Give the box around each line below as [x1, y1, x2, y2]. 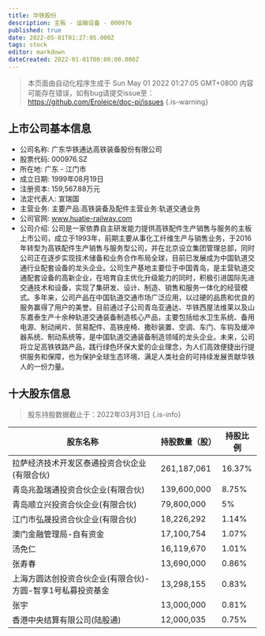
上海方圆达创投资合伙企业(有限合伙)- [12, 573, 150, 584]
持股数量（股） [160, 436, 217, 447]
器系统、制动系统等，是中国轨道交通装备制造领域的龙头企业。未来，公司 [19, 332, 255, 341]
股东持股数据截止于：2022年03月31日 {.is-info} [27, 409, 181, 419]
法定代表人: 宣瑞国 [19, 194, 80, 203]
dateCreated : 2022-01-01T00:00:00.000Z [8, 56, 140, 64]
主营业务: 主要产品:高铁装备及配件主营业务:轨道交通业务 [19, 203, 201, 213]
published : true [8, 26, 62, 34]
